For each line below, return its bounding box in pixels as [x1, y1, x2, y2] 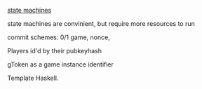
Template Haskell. [7, 74, 59, 82]
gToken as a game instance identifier [7, 60, 114, 69]
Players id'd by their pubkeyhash [7, 47, 102, 55]
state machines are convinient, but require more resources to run [7, 20, 195, 27]
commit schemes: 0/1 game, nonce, [7, 33, 110, 41]
